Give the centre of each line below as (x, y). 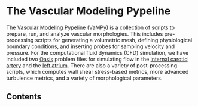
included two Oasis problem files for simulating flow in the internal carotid (97, 59)
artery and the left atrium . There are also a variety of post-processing (92, 65)
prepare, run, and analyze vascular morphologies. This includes (85, 33)
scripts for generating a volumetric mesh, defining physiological (114, 40)
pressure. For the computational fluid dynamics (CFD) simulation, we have (98, 52)
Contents (24, 97)
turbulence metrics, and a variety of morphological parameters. (84, 78)
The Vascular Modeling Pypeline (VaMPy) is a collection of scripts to (91, 27)
